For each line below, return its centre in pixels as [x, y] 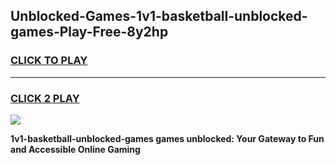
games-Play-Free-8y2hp [89, 32]
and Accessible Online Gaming [75, 149]
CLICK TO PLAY [49, 61]
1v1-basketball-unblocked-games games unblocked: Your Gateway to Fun [167, 138]
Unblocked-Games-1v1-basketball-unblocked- [159, 16]
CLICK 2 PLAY [45, 98]
